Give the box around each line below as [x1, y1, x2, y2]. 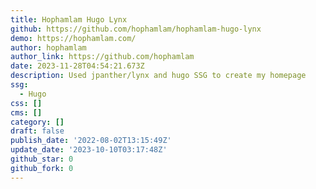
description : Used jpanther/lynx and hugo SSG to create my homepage [10, 71, 307, 81]
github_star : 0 [10, 154, 74, 164]
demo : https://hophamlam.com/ [10, 33, 137, 43]
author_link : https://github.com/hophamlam [10, 52, 195, 62]
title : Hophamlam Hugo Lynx [10, 14, 128, 25]
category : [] [10, 117, 65, 127]
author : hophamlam [10, 42, 87, 53]
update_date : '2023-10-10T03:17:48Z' [10, 145, 168, 155]
